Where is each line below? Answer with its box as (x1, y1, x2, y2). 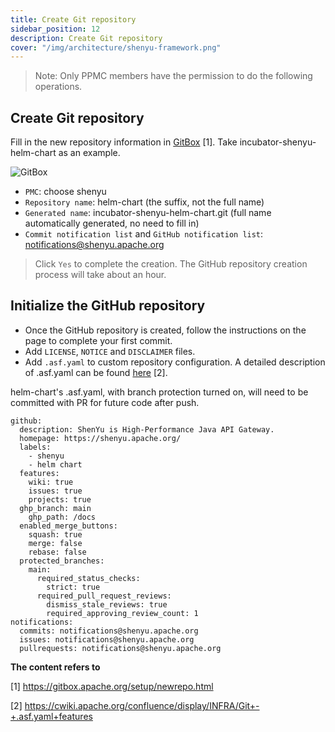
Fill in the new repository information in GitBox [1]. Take (10, 136, 238, 148)
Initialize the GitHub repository (10, 297, 206, 315)
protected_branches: (19, 556, 105, 566)
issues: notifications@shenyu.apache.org (19, 634, 195, 645)
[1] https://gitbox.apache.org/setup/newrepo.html (10, 680, 214, 692)
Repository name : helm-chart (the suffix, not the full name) (24, 196, 265, 208)
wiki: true (28, 477, 74, 487)
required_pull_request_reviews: (36, 591, 172, 601)
